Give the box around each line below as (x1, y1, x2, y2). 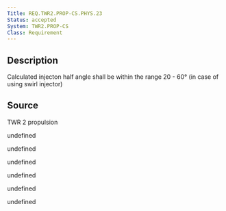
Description (7, 54, 58, 66)
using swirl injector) (7, 80, 63, 88)
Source (7, 100, 39, 112)
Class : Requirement (7, 29, 63, 36)
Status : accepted (7, 16, 57, 23)
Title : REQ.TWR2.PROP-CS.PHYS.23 (7, 10, 103, 17)
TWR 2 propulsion (7, 118, 58, 126)
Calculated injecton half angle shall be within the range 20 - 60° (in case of (7, 73, 219, 81)
